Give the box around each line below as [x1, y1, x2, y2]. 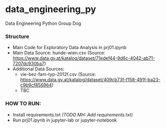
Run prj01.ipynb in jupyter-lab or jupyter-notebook [12, 117, 117, 123]
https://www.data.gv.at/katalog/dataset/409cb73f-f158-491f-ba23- [20, 77, 161, 83]
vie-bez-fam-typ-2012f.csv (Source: [20, 71, 96, 77]
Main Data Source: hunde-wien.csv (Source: [12, 50, 105, 56]
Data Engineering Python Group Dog [5, 20, 81, 26]
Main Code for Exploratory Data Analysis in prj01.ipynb [12, 45, 127, 51]
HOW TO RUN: [5, 100, 41, 107]
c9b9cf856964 [20, 82, 52, 88]
